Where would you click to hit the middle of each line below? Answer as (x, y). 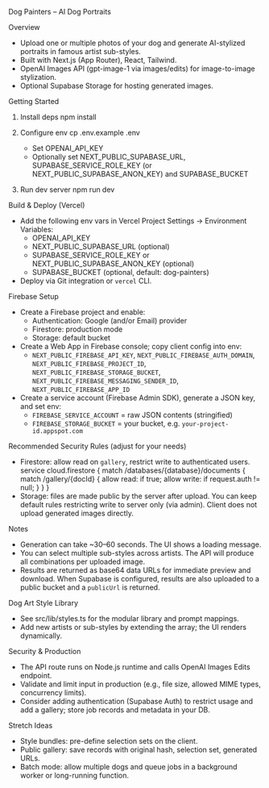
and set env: (41, 406)
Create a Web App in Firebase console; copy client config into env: (131, 346)
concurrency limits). (53, 692)
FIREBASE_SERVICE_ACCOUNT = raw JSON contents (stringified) (132, 415)
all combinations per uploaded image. (83, 561)
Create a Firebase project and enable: (83, 312)
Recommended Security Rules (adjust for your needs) (97, 446)
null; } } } (35, 488)
